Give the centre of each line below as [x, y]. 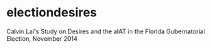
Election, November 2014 [42, 38]
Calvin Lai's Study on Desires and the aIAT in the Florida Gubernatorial [106, 31]
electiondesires [52, 13]
